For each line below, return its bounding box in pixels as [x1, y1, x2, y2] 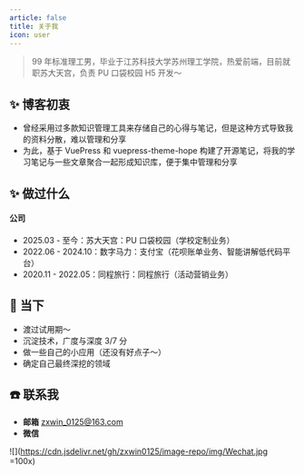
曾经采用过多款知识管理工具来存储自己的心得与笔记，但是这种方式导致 [22, 123, 286, 134]
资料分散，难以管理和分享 [30, 134, 127, 145]
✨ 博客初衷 [9, 96, 71, 112]
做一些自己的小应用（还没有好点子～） [22, 346, 166, 357]
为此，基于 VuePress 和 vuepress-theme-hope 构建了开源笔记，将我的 [22, 145, 288, 156]
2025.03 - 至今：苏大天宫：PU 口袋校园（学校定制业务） [22, 234, 235, 245]
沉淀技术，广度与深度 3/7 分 [22, 335, 128, 346]
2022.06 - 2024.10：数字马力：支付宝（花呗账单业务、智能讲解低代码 [22, 246, 283, 257]
